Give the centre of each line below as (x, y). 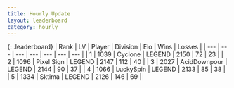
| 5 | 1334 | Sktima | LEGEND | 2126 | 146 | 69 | (74, 77)
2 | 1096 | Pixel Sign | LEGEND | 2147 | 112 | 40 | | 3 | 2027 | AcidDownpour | (117, 62)
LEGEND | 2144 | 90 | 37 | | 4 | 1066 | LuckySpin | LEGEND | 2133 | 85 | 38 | (117, 69)
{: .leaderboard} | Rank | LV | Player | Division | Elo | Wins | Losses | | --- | (113, 47)
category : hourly (33, 27)
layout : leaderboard (38, 20)
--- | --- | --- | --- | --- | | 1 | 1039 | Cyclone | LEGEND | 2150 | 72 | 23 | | (119, 54)
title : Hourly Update (39, 14)
